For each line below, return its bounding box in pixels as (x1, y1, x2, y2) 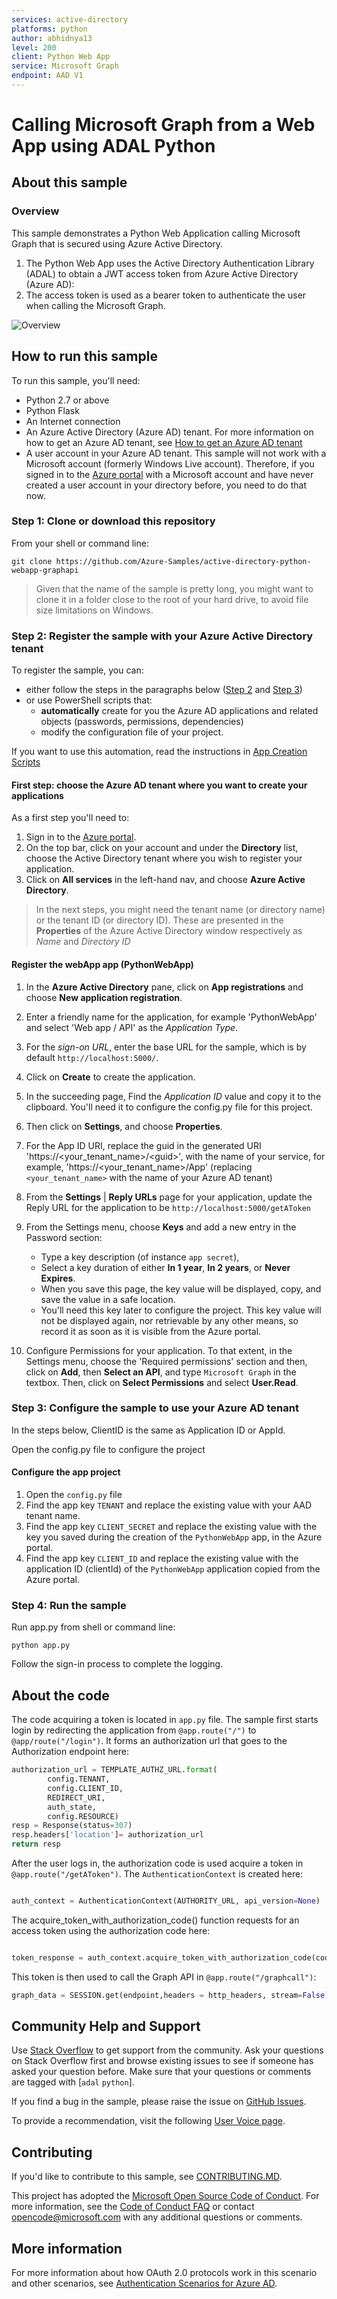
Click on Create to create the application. (25, 1071, 196, 1083)
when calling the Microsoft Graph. (25, 299, 166, 311)
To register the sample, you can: (11, 664, 144, 676)
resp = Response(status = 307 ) (11, 1821, 133, 1831)
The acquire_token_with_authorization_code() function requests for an (11, 1914, 300, 1926)
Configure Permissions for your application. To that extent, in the (25, 1344, 293, 1356)
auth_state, (47, 1802, 98, 1812)
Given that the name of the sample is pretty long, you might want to (35, 582, 314, 595)
